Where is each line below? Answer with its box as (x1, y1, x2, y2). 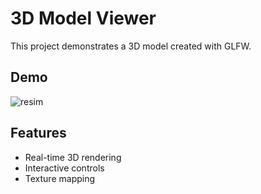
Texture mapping (24, 172, 96, 184)
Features (10, 125, 67, 142)
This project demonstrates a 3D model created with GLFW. (10, 40, 252, 52)
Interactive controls (24, 162, 105, 174)
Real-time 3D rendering (24, 151, 122, 163)
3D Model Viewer (10, 7, 157, 30)
